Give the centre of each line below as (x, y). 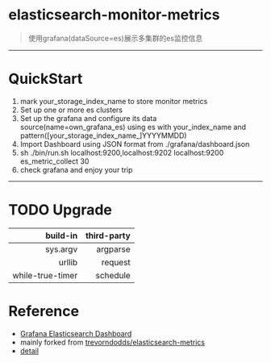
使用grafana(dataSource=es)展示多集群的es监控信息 (115, 38)
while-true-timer (45, 275)
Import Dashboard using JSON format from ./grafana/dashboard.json (135, 144)
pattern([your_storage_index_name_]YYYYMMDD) (103, 136)
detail (29, 350)
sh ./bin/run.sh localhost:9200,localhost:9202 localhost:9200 (122, 152)
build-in (62, 236)
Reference (44, 311)
